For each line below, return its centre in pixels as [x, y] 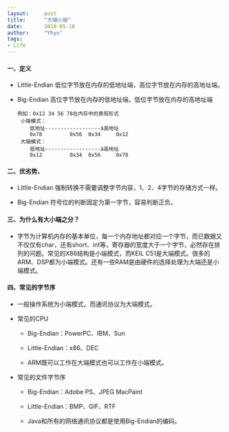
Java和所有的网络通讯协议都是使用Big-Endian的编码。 [104, 421]
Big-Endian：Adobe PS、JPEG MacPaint [85, 391]
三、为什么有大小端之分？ [43, 219]
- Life [17, 45]
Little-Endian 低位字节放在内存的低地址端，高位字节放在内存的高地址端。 [120, 85]
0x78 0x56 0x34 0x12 [79, 135]
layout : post [32, 13]
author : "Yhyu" [35, 33]
